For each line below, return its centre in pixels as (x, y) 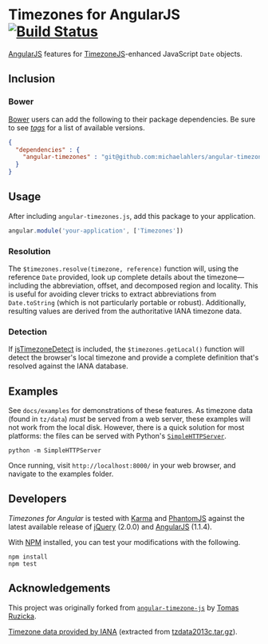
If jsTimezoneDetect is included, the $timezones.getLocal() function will (126, 349)
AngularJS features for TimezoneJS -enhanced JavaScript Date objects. (126, 54)
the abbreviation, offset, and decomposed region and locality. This (149, 285)
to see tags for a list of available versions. (77, 127)
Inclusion (32, 79)
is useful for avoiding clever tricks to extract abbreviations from (112, 294)
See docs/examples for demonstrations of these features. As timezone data (131, 411)
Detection (28, 332)
